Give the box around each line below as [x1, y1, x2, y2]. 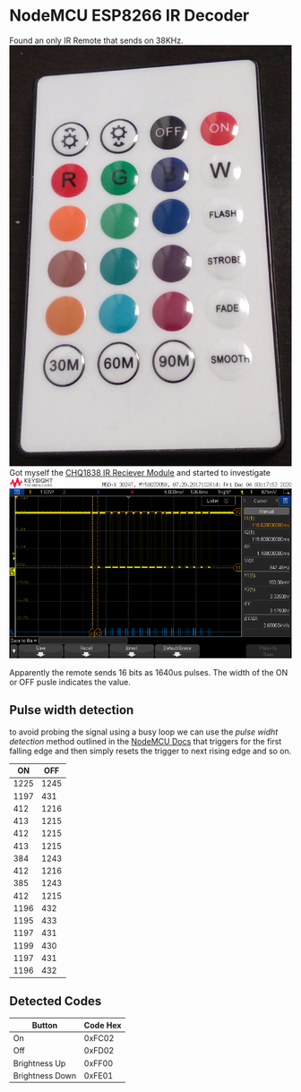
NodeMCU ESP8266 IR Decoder [9, 5, 250, 26]
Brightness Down [13, 1070, 77, 1080]
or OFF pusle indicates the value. [9, 676, 132, 687]
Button [31, 1019, 58, 1030]
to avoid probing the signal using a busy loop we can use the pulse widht [9, 727, 279, 737]
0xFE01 [83, 1070, 114, 1080]
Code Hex [83, 1019, 122, 1030]
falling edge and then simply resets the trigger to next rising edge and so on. [9, 745, 292, 756]
